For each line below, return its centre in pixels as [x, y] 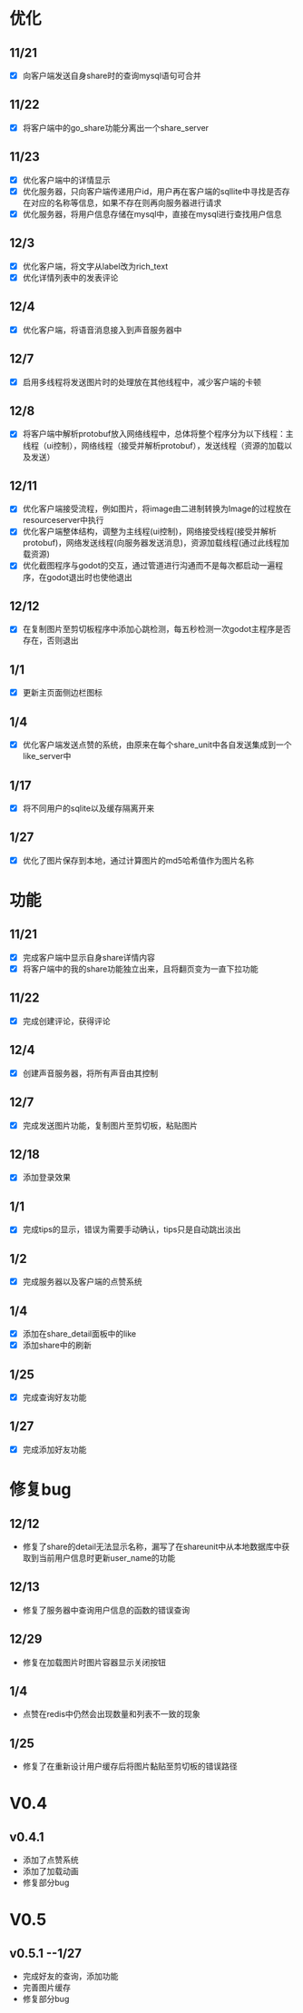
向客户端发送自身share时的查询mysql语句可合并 [112, 75]
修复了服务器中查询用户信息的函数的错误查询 [106, 1610]
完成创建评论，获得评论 [66, 1021]
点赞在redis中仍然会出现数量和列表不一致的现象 [112, 1714]
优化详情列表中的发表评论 [70, 277]
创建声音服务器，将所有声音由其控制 [90, 1073]
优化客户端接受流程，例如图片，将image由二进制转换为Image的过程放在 [157, 508]
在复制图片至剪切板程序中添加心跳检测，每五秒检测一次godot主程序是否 [157, 629]
